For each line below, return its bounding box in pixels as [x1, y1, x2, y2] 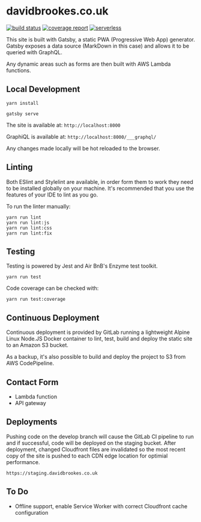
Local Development [6, 84, 80, 95]
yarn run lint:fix [6, 230, 52, 236]
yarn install [6, 100, 39, 106]
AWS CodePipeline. [6, 360, 55, 367]
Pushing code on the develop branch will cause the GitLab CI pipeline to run [6, 433, 194, 440]
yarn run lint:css [6, 225, 52, 231]
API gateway [14, 400, 46, 406]
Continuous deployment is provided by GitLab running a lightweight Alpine [6, 329, 190, 336]
